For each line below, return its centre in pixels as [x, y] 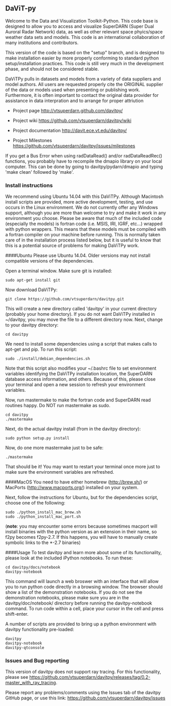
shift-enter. [17, 614]
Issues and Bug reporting [37, 661]
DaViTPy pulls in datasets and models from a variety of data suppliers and [83, 78]
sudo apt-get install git [33, 280]
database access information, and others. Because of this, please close [80, 379]
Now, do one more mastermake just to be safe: [54, 448]
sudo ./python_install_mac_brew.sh [43, 512]
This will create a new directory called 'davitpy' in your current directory [81, 309]
